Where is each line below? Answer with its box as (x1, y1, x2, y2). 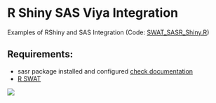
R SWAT (17, 74, 41, 83)
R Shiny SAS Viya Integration (7, 5, 179, 21)
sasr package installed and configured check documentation (17, 67, 194, 75)
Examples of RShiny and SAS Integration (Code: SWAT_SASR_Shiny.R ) (7, 28, 210, 36)
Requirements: (7, 48, 74, 60)
